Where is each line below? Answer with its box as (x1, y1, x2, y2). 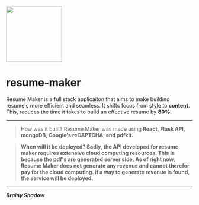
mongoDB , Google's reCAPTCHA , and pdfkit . (20, 131, 134, 138)
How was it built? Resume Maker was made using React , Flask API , (20, 125, 185, 133)
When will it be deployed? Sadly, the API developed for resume (20, 143, 179, 150)
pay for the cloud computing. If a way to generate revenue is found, (20, 168, 190, 175)
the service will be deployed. (20, 175, 94, 182)
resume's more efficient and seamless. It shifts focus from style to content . (6, 102, 190, 109)
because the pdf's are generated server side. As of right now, (20, 156, 175, 163)
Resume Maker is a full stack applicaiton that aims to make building (6, 95, 170, 103)
